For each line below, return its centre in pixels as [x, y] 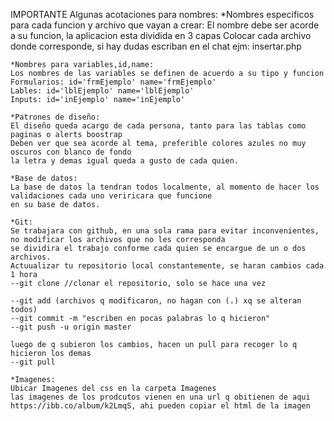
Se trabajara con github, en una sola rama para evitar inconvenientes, [165, 231]
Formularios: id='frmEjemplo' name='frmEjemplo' [113, 82]
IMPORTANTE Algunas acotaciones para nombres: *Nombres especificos [162, 14]
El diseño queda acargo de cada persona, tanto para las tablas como [158, 126]
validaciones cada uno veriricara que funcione [111, 196]
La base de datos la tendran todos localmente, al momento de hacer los [165, 187]
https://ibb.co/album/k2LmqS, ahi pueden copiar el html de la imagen [160, 406]
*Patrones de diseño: [55, 117]
